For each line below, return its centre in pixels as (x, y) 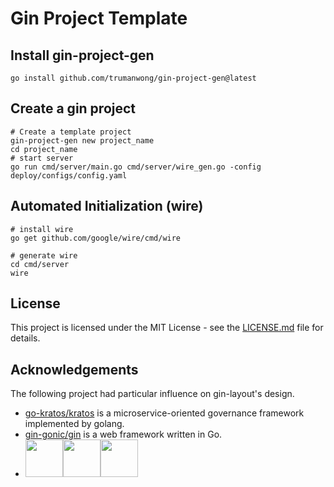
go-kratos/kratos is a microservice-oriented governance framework (164, 413)
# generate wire (44, 255)
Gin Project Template (99, 18)
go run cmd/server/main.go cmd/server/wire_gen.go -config (136, 167)
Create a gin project (73, 108)
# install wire (42, 229)
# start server (42, 158)
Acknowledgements (74, 369)
